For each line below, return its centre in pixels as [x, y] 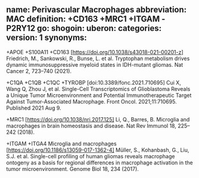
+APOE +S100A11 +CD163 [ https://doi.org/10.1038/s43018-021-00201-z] [95, 52]
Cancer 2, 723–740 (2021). [39, 71]
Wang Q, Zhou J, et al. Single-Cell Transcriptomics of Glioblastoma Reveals [98, 89]
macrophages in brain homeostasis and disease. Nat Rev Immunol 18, [91, 126]
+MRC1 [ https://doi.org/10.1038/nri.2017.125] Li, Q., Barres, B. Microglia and [98, 119]
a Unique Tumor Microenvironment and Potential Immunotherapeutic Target [99, 95]
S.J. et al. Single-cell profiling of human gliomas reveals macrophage [91, 156]
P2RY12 [21, 28]
